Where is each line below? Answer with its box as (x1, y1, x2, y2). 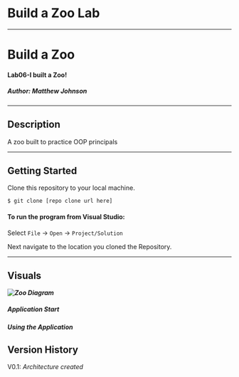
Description (7, 119, 60, 131)
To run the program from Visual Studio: (7, 212, 126, 221)
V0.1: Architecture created (7, 363, 84, 371)
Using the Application (7, 323, 73, 331)
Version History (7, 343, 78, 356)
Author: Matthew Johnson (7, 87, 87, 96)
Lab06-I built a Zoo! (7, 70, 68, 79)
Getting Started (7, 164, 78, 176)
